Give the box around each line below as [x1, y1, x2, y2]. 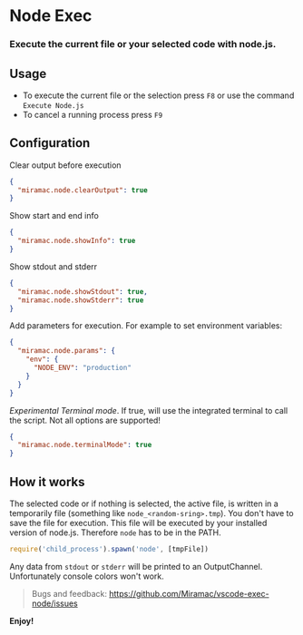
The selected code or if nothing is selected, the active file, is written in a [9, 498, 279, 509]
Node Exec [9, 5, 93, 26]
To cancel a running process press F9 [22, 109, 163, 120]
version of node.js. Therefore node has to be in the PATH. [9, 527, 221, 538]
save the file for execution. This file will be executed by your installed [9, 518, 268, 529]
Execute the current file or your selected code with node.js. [9, 38, 277, 51]
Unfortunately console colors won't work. [9, 571, 165, 581]
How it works [9, 474, 85, 490]
